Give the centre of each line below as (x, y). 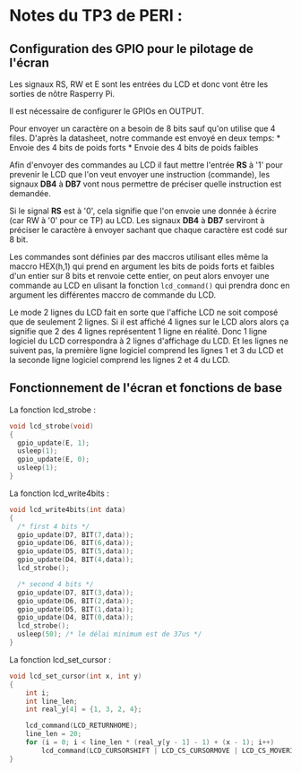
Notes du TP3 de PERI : (96, 16)
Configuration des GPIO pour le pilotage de (131, 49)
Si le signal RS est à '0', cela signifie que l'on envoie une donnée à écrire (143, 211)
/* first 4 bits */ (54, 526)
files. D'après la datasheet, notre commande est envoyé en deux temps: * (145, 138)
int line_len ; (52, 701)
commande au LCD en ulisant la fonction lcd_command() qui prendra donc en (150, 285)
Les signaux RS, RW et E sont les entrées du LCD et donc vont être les (139, 84)
